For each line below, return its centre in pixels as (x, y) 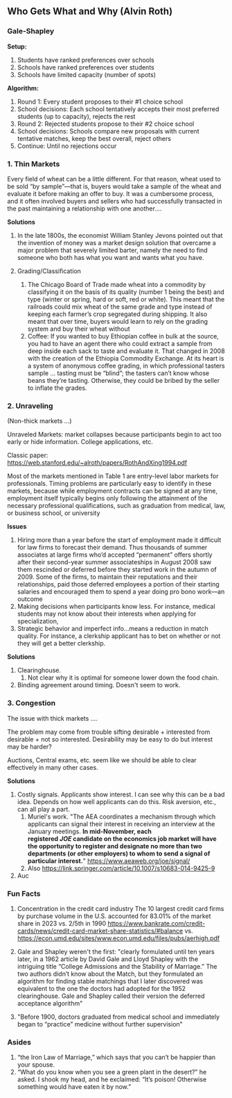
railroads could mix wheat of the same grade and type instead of (120, 306)
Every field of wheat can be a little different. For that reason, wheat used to (114, 179)
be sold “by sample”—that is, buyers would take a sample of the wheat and (114, 186)
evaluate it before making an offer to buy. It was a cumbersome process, (111, 193)
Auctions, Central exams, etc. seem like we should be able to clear (102, 760)
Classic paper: (28, 455)
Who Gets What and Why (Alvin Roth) (90, 11)
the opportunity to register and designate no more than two (115, 846)
